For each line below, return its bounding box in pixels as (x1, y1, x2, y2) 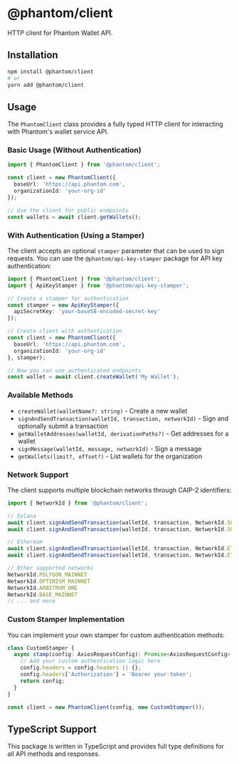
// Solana (7, 512, 37, 519)
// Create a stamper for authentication (7, 295, 129, 302)
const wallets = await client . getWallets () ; (7, 213, 142, 221)
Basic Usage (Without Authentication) (7, 145, 142, 155)
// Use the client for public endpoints (7, 206, 129, 214)
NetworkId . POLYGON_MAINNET (7, 571, 87, 578)
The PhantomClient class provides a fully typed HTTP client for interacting (7, 120, 224, 129)
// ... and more (7, 598, 55, 605)
